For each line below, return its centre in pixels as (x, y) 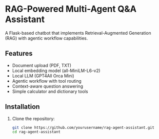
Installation (22, 107)
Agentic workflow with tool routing (47, 81)
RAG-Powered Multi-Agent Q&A (71, 9)
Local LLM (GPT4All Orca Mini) (43, 76)
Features (19, 54)
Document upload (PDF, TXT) (42, 65)
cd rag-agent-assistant (36, 132)
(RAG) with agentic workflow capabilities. (46, 38)
